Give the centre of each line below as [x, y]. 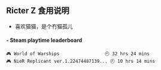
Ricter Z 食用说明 [38, 11]
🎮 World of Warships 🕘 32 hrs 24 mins [78, 54]
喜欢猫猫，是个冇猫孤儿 [44, 26]
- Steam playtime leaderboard [44, 40]
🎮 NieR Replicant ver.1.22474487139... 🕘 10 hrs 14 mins [81, 62]
